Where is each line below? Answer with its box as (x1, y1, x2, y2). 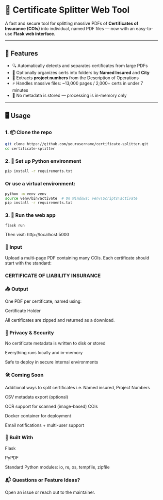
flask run (5, 223, 25, 228)
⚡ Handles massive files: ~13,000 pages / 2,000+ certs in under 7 (12, 80, 143, 86)
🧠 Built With (5, 434, 33, 441)
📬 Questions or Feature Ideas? (5, 476, 80, 483)
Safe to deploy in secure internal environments (5, 359, 98, 365)
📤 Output (5, 285, 28, 292)
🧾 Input (5, 244, 22, 251)
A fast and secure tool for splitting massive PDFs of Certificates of (5, 20, 139, 26)
